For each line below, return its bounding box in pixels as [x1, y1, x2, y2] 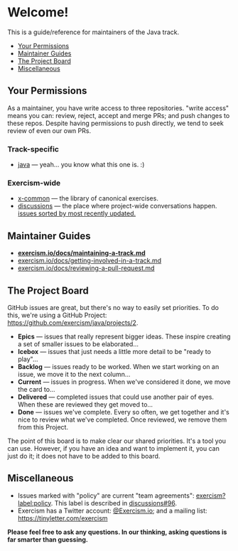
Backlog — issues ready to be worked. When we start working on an [17, 362, 220, 370]
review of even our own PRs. [7, 126, 91, 135]
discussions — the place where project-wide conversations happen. [17, 202, 217, 210]
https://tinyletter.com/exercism [17, 513, 108, 523]
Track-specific [7, 144, 59, 154]
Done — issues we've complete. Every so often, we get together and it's [17, 407, 229, 416]
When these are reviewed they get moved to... [17, 400, 153, 409]
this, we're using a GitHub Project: [7, 311, 107, 319]
